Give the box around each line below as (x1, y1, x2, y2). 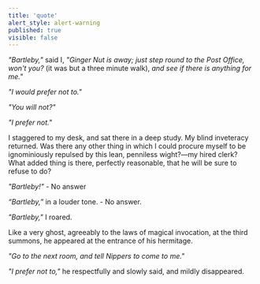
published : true (8, 26, 61, 34)
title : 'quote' (8, 11, 58, 20)
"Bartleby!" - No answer (8, 182, 87, 192)
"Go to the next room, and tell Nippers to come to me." (8, 252, 185, 261)
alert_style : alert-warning (8, 19, 101, 27)
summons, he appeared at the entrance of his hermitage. (8, 236, 193, 245)
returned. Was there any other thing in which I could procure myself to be (8, 141, 247, 151)
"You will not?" (8, 103, 57, 112)
